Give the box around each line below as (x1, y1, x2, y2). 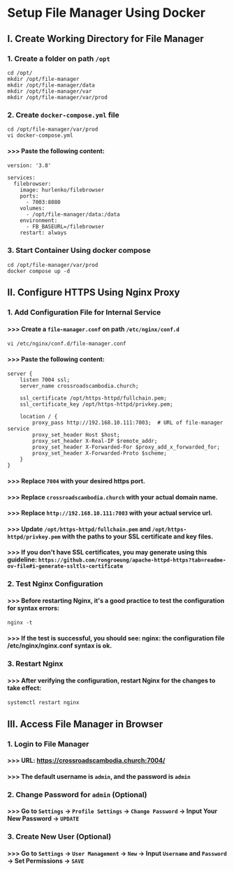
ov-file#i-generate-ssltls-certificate (7, 563, 124, 570)
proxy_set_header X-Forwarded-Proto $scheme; (32, 450, 168, 457)
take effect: (7, 683, 42, 692)
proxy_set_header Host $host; (32, 432, 120, 439)
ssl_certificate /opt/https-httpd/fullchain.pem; (20, 395, 168, 402)
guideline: (7, 555, 37, 564)
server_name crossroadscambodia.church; (20, 383, 139, 390)
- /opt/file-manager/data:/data (25, 211, 120, 218)
